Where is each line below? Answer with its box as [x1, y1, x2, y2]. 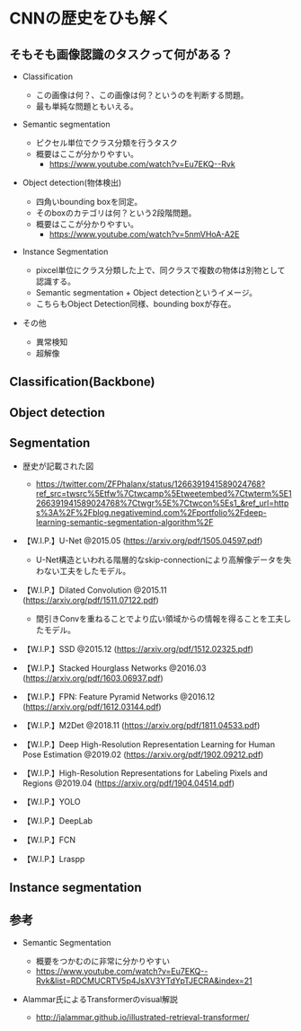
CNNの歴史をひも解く [9, 8, 172, 29]
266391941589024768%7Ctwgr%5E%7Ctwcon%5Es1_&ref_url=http [35, 498, 289, 508]
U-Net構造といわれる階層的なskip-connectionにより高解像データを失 [35, 554, 292, 565]
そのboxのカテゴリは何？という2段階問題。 [35, 207, 197, 218]
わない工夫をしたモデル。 [35, 565, 131, 576]
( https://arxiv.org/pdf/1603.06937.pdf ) [22, 673, 164, 683]
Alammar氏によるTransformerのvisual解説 [22, 993, 178, 1004]
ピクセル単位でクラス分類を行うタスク [35, 137, 178, 148]
